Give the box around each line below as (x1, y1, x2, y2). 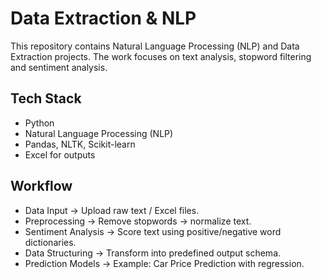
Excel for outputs (24, 148, 96, 161)
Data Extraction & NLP (10, 7, 197, 30)
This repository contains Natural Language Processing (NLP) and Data (10, 40, 300, 52)
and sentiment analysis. (10, 61, 108, 73)
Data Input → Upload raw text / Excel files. (24, 204, 200, 216)
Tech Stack (10, 90, 82, 107)
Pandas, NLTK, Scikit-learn (24, 138, 136, 150)
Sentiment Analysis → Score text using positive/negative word (24, 225, 282, 237)
